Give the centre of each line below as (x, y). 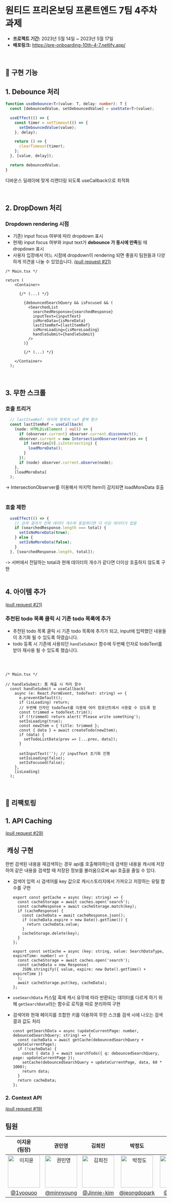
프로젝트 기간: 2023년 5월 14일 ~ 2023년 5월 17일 (63, 39)
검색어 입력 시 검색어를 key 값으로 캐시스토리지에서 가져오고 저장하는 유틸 (86, 881)
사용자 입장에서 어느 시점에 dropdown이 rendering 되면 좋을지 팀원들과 (84, 255)
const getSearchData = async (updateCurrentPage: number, (76, 1031)
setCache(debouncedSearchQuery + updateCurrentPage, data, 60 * (92, 1062)
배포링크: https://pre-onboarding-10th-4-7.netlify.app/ (69, 45)
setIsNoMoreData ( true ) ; (44, 533)
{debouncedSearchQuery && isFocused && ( (69, 303)
